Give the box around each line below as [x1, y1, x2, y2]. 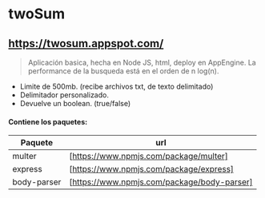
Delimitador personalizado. [19, 90, 110, 100]
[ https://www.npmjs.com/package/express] [69, 164, 235, 175]
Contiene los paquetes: [8, 117, 88, 126]
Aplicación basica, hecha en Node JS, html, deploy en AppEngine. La [27, 57, 256, 67]
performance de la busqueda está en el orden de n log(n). [27, 66, 219, 76]
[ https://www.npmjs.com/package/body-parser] [69, 176, 254, 188]
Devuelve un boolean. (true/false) [19, 99, 131, 108]
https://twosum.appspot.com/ [8, 37, 164, 50]
